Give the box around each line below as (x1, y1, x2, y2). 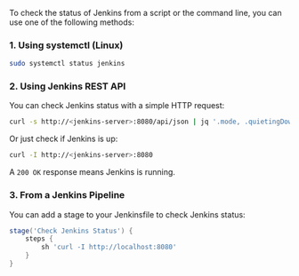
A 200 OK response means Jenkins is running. (9, 167, 176, 177)
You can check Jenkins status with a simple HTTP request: (9, 100, 225, 111)
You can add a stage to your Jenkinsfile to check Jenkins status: (9, 209, 246, 220)
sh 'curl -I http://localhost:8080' (41, 243, 177, 252)
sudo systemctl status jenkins (9, 59, 125, 68)
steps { (25, 234, 53, 243)
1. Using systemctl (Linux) (9, 39, 124, 51)
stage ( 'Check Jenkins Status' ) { (9, 226, 133, 235)
